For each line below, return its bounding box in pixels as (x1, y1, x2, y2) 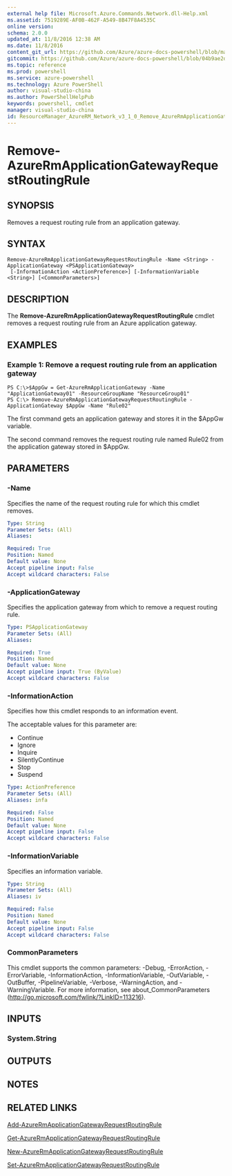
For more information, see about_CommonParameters (57, 985, 211, 993)
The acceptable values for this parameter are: (7, 720, 137, 728)
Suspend (17, 771, 43, 779)
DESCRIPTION (7, 293, 69, 305)
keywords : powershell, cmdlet (7, 100, 95, 107)
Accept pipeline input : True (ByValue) (7, 668, 122, 675)
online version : (7, 23, 54, 30)
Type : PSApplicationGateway (7, 623, 88, 630)
